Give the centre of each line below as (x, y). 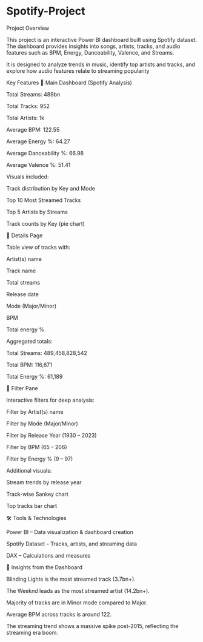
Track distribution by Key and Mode (51, 188)
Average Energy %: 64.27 (38, 141)
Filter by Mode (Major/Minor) (42, 424)
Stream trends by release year (44, 482)
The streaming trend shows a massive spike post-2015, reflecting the (92, 626)
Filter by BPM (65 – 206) (37, 447)
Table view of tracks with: (38, 247)
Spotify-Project (46, 11)
